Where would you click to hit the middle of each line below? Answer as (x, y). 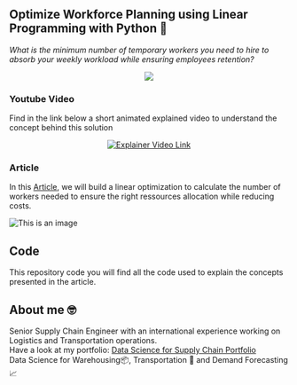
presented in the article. (53, 282)
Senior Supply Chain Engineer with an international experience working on (145, 331)
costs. (20, 206)
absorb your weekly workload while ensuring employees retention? (132, 59)
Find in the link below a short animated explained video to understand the (143, 118)
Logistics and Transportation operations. (83, 341)
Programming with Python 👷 (89, 29)
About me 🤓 (43, 310)
